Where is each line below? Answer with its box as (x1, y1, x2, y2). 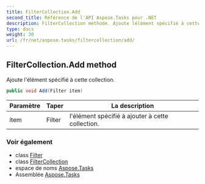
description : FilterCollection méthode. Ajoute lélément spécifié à (6, 20, 184, 26)
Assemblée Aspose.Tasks (15, 171, 81, 178)
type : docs (6, 26, 34, 32)
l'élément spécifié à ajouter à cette (69, 111, 169, 120)
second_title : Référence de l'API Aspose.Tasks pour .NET (6, 15, 157, 21)
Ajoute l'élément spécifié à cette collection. (6, 76, 115, 83)
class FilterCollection (15, 158, 68, 165)
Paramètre (9, 101, 41, 110)
